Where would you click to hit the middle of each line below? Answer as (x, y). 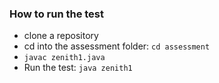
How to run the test (57, 14)
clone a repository (61, 36)
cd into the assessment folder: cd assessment (117, 46)
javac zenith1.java (64, 58)
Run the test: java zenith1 (78, 68)
